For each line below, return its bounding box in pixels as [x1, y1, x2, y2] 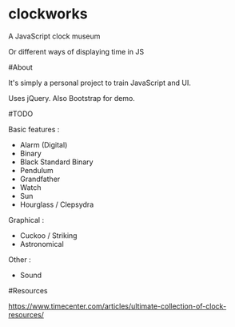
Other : [8, 254, 31, 264]
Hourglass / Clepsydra [19, 200, 94, 209]
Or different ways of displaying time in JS [8, 46, 145, 56]
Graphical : [8, 215, 45, 224]
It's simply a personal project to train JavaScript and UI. [8, 78, 192, 87]
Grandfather [19, 174, 61, 184]
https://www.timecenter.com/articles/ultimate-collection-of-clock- [8, 301, 227, 311]
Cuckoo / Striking [19, 230, 78, 240]
